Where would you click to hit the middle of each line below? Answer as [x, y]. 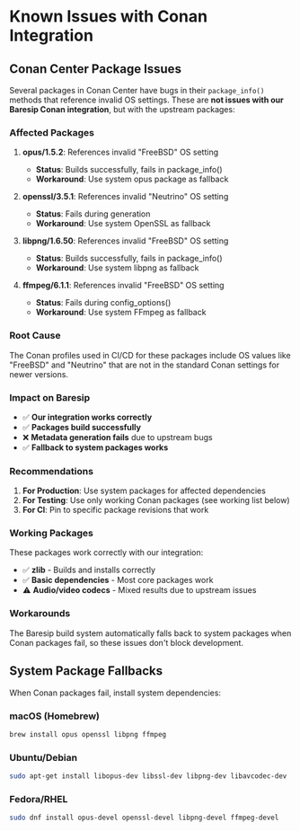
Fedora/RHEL [39, 799]
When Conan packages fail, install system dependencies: [115, 693]
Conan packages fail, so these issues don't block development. [127, 642]
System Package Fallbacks [86, 671]
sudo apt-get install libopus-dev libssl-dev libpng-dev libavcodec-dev [148, 776]
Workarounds [40, 614]
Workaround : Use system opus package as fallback [132, 179]
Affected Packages [52, 132]
